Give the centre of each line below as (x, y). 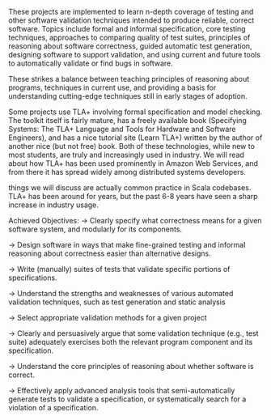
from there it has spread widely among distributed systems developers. (127, 172)
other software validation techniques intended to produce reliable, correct (131, 20)
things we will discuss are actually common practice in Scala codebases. (130, 188)
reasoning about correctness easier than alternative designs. (110, 253)
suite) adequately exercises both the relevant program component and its (131, 342)
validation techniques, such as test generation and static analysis (117, 302)
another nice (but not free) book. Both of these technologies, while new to (131, 146)
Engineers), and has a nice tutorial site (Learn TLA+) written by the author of (135, 138)
